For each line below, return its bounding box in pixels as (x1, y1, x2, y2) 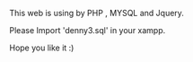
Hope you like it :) (9, 42, 75, 53)
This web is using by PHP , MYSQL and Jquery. (9, 8, 184, 18)
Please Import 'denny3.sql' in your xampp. (9, 25, 166, 35)
